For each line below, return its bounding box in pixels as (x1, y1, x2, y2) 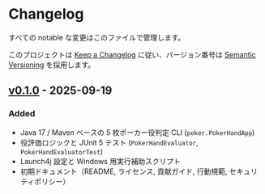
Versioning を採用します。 (8, 60, 96, 70)
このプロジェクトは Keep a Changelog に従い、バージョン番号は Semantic (8, 49, 257, 59)
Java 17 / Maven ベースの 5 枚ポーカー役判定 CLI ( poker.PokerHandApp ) (19, 127, 255, 137)
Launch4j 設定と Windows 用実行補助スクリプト (19, 156, 181, 166)
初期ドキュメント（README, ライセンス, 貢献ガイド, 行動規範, (19, 167, 228, 176)
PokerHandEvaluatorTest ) (19, 146, 104, 156)
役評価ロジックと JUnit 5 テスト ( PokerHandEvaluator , (19, 137, 199, 147)
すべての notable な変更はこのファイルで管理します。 (8, 32, 186, 42)
